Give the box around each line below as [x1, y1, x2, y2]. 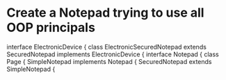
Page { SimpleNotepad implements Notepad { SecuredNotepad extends [6, 57, 212, 65]
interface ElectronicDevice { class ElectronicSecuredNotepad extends [6, 42, 207, 51]
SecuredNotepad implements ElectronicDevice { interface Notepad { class [6, 50, 220, 58]
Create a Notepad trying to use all [6, 5, 204, 21]
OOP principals [6, 19, 95, 35]
